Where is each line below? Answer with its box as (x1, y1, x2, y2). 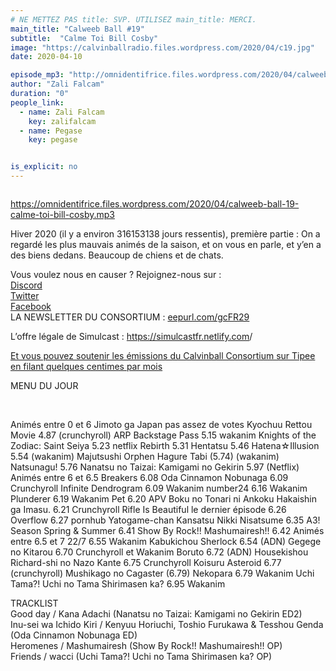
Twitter (10, 290, 40, 301)
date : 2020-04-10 (10, 52, 83, 62)
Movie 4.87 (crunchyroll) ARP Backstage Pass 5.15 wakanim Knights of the (10, 429, 317, 441)
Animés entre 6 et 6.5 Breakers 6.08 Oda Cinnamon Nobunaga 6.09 (10, 472, 289, 483)
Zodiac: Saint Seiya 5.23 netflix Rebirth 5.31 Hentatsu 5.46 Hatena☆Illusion (10, 440, 320, 451)
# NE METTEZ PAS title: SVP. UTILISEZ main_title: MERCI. (10, 14, 257, 25)
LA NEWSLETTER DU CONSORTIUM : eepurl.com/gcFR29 (10, 311, 250, 323)
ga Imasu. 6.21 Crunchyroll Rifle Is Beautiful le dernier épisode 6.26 (10, 504, 287, 515)
